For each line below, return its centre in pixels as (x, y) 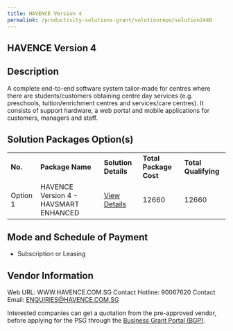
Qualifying (202, 171)
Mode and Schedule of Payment (78, 237)
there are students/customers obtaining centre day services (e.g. (100, 96)
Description (33, 72)
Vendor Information (50, 275)
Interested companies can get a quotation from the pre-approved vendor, (112, 313)
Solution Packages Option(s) (70, 140)
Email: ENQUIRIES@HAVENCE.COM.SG (63, 300)
